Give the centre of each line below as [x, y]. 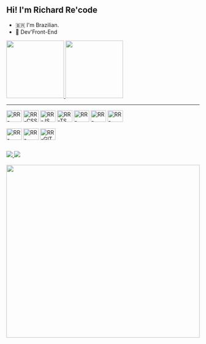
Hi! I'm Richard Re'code [52, 10]
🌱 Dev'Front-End [36, 32]
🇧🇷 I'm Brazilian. [37, 25]
